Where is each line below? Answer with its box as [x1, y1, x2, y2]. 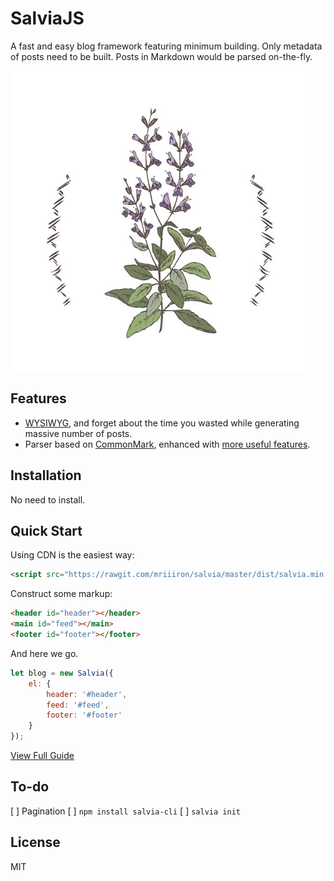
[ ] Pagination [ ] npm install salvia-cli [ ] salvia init [10, 805, 241, 817]
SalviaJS [10, 7, 85, 30]
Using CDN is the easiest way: [10, 549, 135, 561]
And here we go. [10, 647, 79, 659]
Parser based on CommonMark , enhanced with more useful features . [24, 438, 311, 450]
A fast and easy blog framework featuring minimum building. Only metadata [10, 40, 323, 52]
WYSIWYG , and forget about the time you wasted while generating [24, 417, 300, 429]
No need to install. [10, 493, 86, 506]
